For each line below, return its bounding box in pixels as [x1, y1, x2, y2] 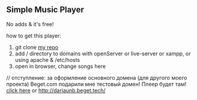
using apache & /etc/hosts [14, 56, 80, 63]
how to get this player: [6, 32, 62, 39]
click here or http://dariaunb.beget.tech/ [6, 86, 106, 94]
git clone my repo [14, 43, 59, 51]
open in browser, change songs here [14, 62, 106, 70]
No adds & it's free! [6, 20, 54, 27]
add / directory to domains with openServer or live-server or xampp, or [14, 50, 191, 57]
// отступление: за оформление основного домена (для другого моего [6, 74, 187, 81]
